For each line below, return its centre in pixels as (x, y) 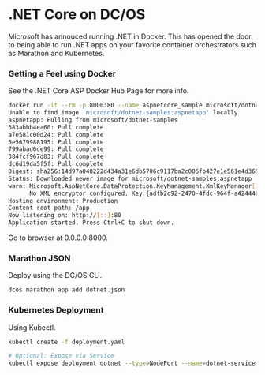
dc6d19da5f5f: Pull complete (56, 164)
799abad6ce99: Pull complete (56, 149)
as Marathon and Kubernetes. (56, 53)
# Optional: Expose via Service (61, 356)
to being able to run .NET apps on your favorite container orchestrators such (132, 44)
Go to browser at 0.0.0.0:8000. (58, 238)
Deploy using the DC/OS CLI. (55, 276)
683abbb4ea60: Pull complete (56, 127)
